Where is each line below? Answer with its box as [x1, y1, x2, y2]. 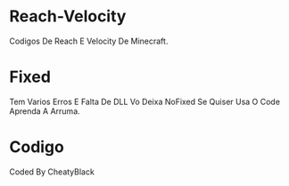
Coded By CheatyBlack [9, 166, 95, 177]
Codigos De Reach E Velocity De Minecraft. [9, 36, 169, 46]
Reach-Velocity [9, 6, 127, 27]
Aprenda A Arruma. [9, 105, 80, 117]
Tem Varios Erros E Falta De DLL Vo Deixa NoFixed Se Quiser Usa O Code [9, 96, 281, 107]
